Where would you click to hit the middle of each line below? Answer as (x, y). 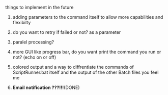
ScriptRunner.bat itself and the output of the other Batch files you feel (86, 72)
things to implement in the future (39, 7)
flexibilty (22, 22)
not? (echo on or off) (34, 57)
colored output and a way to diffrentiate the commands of (73, 67)
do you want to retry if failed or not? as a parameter (67, 32)
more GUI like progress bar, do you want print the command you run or (87, 52)
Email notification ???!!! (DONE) (46, 87)
